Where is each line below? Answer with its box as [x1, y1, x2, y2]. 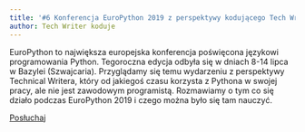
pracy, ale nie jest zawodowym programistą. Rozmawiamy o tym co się [9, 85, 274, 96]
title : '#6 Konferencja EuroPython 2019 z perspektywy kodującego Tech [9, 13, 286, 23]
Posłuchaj [9, 112, 46, 123]
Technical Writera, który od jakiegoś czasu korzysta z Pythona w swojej [9, 75, 278, 86]
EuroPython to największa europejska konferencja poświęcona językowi [9, 46, 280, 57]
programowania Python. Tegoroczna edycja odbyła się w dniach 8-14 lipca [9, 56, 289, 67]
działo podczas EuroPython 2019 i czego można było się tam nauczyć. [9, 94, 272, 105]
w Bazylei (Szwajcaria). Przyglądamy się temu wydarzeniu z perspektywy [9, 65, 285, 77]
